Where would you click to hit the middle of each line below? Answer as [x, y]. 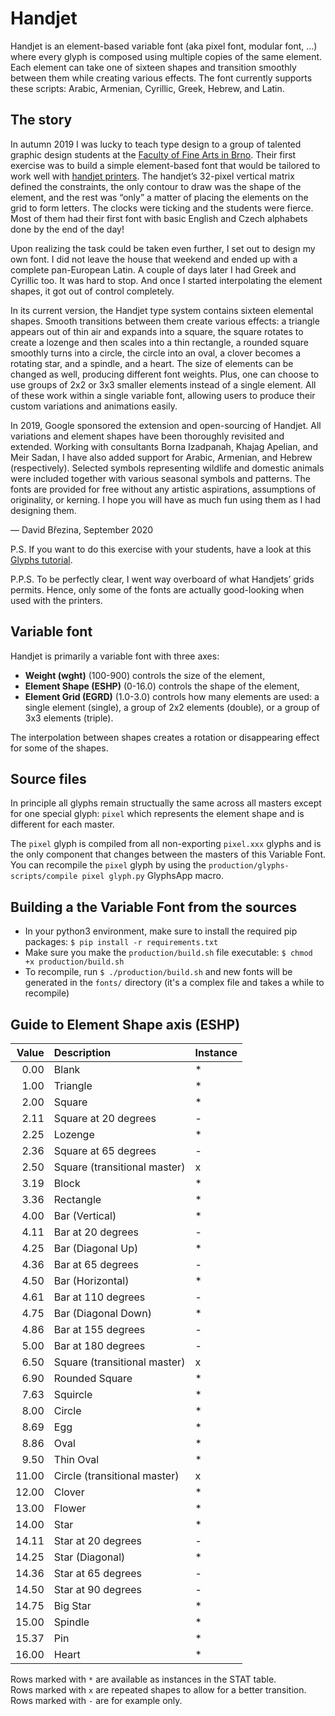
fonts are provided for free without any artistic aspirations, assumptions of [163, 489]
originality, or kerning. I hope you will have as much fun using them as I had [166, 499]
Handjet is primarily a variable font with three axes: [115, 656]
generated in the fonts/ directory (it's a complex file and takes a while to [174, 983]
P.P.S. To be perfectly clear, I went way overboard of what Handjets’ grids [162, 579]
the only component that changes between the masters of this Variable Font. [168, 854]
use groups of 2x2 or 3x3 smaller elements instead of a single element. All [163, 384]
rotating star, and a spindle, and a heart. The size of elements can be [152, 363]
